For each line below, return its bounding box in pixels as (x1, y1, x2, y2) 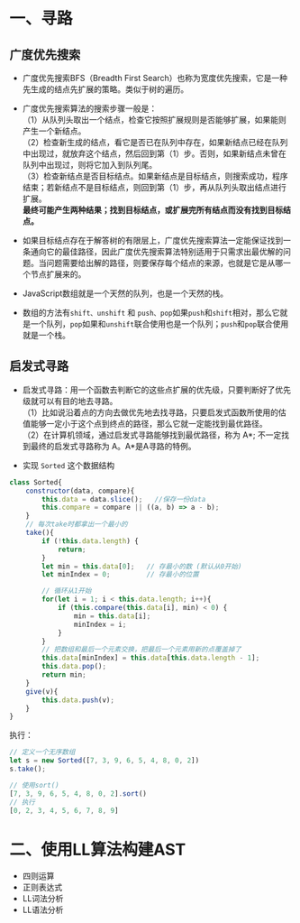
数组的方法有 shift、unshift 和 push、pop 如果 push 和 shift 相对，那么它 (22, 308, 280, 318)
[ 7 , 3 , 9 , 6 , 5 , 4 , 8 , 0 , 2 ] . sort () (9, 789, 147, 798)
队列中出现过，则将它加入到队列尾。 (22, 160, 158, 170)
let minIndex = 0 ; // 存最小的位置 (41, 570, 200, 579)
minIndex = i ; (73, 620, 127, 629)
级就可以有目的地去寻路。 (22, 395, 118, 406)
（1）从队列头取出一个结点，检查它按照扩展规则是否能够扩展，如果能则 (22, 115, 286, 125)
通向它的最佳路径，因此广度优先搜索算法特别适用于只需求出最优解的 (30, 246, 284, 257)
